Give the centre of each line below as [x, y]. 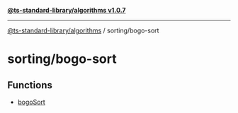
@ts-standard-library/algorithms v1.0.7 [67, 10]
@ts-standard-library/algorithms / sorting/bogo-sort [83, 30]
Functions [30, 85]
